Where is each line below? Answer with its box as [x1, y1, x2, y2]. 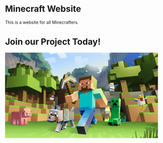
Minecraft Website [5, 3, 81, 14]
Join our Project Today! [5, 36, 101, 47]
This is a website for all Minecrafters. [5, 19, 79, 25]
